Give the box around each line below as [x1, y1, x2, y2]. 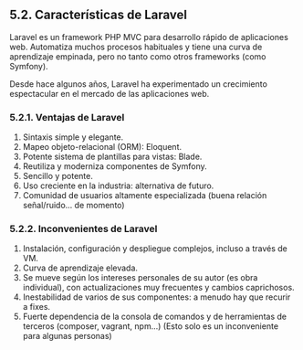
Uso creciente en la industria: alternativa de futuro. [22, 180, 214, 191]
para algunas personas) [22, 331, 112, 342]
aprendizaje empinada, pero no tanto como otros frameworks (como [9, 50, 266, 62]
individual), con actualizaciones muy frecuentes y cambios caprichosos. [22, 282, 295, 293]
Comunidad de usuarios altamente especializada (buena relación [22, 190, 267, 201]
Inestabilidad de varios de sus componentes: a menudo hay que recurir [22, 292, 291, 302]
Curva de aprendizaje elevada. [22, 262, 139, 273]
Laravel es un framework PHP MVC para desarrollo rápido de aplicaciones [9, 31, 289, 42]
